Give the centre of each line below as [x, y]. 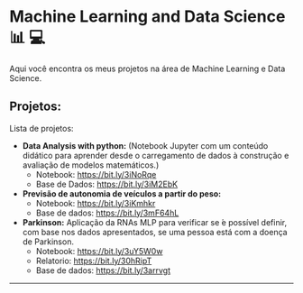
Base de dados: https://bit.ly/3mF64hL [107, 213]
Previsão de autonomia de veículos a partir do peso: [122, 193]
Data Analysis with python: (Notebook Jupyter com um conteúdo [145, 145]
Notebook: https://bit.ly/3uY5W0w [99, 251]
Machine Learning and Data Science [147, 17]
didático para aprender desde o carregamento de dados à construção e [156, 155]
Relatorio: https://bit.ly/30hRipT [94, 261]
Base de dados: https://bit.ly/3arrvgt [103, 270]
